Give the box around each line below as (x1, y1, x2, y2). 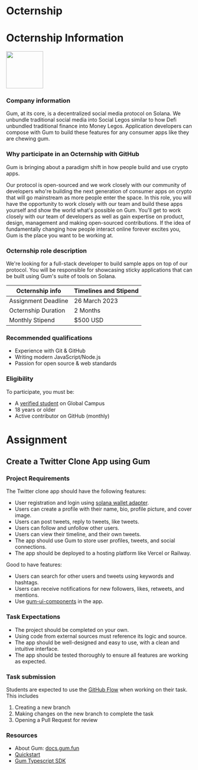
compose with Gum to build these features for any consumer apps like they (6, 129, 189, 136)
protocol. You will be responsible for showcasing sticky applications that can (6, 266, 193, 273)
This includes (6, 692, 39, 699)
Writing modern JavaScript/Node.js (14, 354, 101, 361)
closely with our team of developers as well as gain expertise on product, (6, 212, 184, 220)
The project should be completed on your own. (14, 626, 129, 633)
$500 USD (73, 316, 104, 324)
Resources (6, 731, 38, 739)
